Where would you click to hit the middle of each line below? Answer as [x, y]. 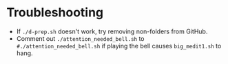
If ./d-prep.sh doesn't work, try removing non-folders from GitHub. [112, 31]
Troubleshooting [55, 13]
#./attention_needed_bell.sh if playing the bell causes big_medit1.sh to [119, 46]
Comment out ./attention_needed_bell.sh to [81, 38]
